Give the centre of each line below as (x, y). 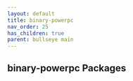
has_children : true (36, 33)
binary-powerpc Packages (67, 68)
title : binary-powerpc (40, 20)
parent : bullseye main (40, 40)
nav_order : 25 (28, 27)
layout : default (31, 14)
